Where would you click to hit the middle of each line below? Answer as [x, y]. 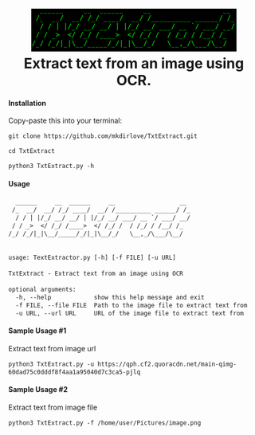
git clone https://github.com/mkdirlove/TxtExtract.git [103, 136]
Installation [27, 103]
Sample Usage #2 [38, 390]
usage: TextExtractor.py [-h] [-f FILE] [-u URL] [92, 257]
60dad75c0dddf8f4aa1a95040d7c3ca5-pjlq [75, 372]
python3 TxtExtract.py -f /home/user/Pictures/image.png [105, 423]
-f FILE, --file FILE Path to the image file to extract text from [131, 305]
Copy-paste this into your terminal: [65, 121]
